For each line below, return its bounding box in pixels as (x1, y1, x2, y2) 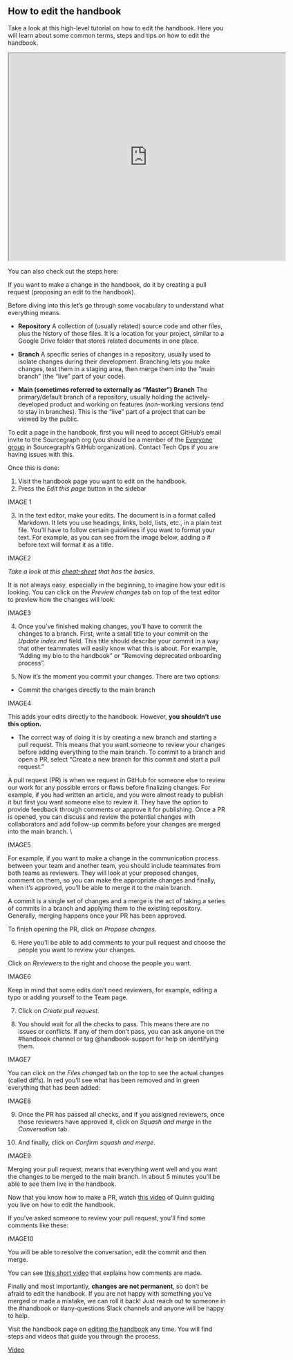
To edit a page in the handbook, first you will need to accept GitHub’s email (8, 428, 222, 436)
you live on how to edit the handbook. (8, 1200, 115, 1209)
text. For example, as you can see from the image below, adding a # (17, 533, 211, 541)
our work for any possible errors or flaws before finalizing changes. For (8, 783, 211, 791)
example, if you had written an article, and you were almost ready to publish (8, 791, 224, 799)
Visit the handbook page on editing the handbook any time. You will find (8, 1325, 213, 1333)
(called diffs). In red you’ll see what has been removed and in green (8, 1076, 200, 1084)
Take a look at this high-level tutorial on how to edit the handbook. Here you (8, 23, 224, 32)
